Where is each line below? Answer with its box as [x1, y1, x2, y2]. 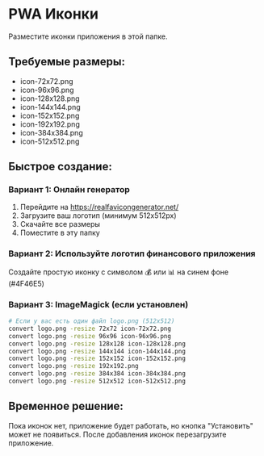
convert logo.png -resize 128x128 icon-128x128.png [8, 340, 186, 348]
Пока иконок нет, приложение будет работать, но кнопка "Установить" [8, 420, 254, 430]
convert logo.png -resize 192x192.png [8, 362, 139, 370]
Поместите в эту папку [19, 228, 101, 238]
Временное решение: [8, 400, 124, 413]
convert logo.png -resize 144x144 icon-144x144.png [8, 347, 186, 355]
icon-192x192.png [19, 119, 81, 129]
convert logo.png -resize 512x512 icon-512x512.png [8, 377, 186, 386]
